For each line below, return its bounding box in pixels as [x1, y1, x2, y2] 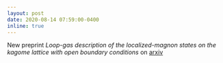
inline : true [7, 22, 44, 29]
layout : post [7, 9, 44, 17]
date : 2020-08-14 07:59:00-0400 [7, 16, 99, 23]
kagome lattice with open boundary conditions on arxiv [7, 48, 163, 56]
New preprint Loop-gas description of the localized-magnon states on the [7, 41, 217, 49]
